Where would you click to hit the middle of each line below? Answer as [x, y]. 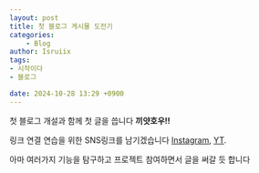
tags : [20, 60]
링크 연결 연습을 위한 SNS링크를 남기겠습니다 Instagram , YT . [118, 140]
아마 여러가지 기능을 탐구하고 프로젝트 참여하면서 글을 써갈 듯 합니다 [130, 159]
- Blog [38, 43]
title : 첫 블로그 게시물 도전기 [61, 26]
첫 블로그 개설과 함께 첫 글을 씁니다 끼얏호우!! [90, 120]
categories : [32, 35]
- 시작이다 [26, 69]
